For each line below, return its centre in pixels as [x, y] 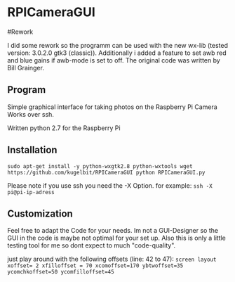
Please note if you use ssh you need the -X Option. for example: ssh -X [110, 185]
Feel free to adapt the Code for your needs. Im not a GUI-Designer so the [113, 231]
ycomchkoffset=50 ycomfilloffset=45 [61, 272]
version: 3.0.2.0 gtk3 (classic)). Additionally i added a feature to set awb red [117, 53]
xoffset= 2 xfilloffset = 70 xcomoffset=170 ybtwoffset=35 [95, 266]
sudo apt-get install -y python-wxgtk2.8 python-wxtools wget [100, 166]
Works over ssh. [31, 114]
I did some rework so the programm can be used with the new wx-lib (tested [118, 45]
